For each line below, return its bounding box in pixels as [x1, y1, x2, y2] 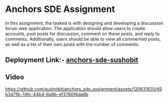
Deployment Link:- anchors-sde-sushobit [5, 56, 139, 64]
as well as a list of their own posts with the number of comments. [5, 41, 140, 47]
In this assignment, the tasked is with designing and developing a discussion [5, 20, 163, 26]
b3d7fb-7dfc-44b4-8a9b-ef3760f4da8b [5, 91, 89, 97]
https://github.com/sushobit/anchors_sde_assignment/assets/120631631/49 [5, 86, 162, 92]
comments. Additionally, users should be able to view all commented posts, [5, 36, 161, 42]
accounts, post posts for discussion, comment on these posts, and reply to [5, 30, 160, 36]
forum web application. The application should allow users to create [5, 25, 145, 31]
